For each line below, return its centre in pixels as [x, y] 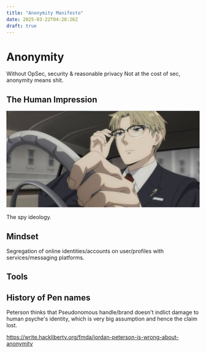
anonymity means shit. [35, 80]
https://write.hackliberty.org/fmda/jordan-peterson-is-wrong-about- [93, 337]
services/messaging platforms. [45, 258]
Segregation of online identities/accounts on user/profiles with [85, 251]
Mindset [22, 236]
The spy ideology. [29, 217]
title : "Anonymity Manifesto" [45, 13]
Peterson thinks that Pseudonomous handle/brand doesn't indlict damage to [103, 313]
